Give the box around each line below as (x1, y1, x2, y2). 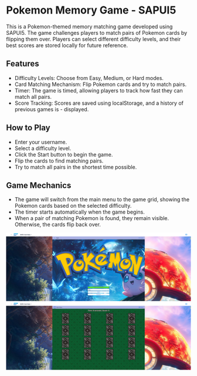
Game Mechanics (6, 180, 72, 190)
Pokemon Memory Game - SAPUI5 (6, 4, 176, 17)
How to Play (6, 123, 51, 133)
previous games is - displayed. (14, 105, 89, 112)
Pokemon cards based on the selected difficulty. (14, 202, 132, 209)
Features (6, 59, 39, 69)
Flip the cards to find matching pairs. (14, 157, 104, 164)
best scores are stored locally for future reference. (6, 42, 128, 49)
